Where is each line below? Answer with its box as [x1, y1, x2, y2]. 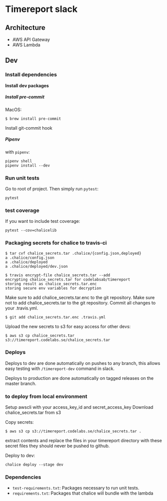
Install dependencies [5, 71, 57, 78]
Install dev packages [5, 82, 49, 88]
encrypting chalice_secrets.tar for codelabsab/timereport [5, 277, 131, 282]
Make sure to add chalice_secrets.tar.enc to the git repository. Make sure [5, 294, 155, 300]
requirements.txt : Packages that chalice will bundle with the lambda [12, 490, 154, 497]
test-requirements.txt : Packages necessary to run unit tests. [12, 485, 140, 491]
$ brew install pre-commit [5, 116, 61, 121]
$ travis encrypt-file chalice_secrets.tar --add [5, 273, 111, 278]
